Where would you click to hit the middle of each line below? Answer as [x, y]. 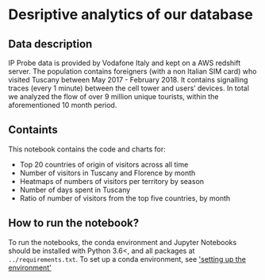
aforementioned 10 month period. [63, 105]
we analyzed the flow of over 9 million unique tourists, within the [113, 96]
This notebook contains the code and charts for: [87, 149]
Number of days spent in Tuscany [75, 190]
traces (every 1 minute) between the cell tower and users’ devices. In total [129, 88]
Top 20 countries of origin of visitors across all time [104, 164]
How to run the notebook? [74, 223]
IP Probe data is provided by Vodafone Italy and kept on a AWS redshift [125, 63]
